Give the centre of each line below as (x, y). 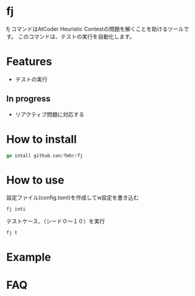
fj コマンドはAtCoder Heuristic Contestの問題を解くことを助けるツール (95, 29)
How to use (35, 180)
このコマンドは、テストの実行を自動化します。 (76, 36)
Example (29, 257)
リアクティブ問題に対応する (50, 114)
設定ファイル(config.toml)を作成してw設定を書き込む (73, 198)
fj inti (16, 209)
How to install (42, 139)
